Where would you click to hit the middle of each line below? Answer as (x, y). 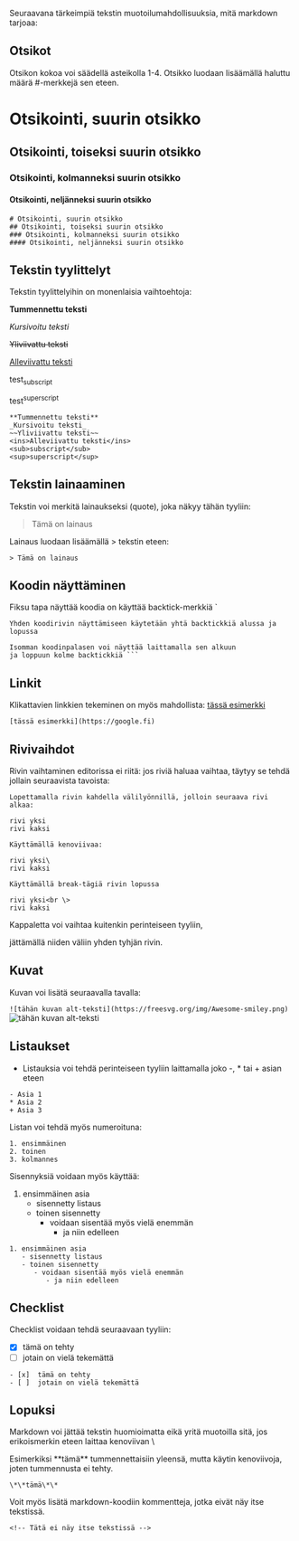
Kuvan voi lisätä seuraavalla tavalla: (75, 992)
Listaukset (40, 1047)
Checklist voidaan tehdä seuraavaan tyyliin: (90, 1329)
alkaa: (22, 805)
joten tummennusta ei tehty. (61, 1469)
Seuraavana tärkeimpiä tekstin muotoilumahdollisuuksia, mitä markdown (144, 13)
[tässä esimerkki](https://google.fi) (82, 722)
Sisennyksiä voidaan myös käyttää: (75, 1176)
